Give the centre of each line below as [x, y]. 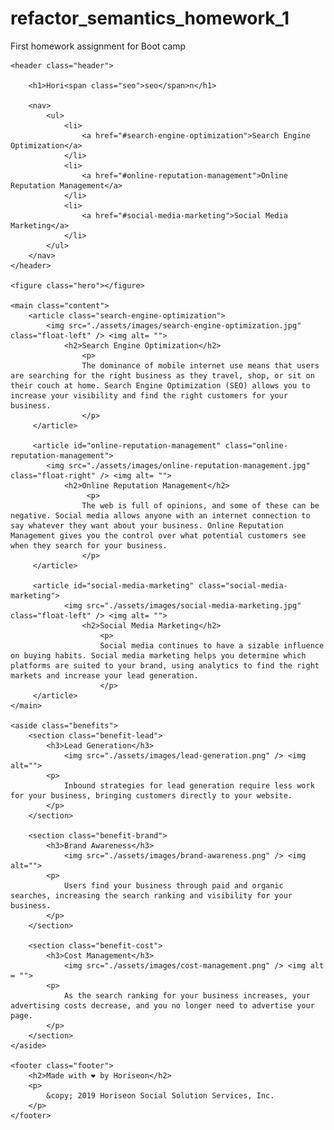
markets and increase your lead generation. [104, 675]
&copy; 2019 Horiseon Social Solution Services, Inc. [160, 1095]
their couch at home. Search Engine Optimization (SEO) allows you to [160, 385]
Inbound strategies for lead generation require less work [189, 785]
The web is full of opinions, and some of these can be [200, 505]
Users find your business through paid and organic [173, 885]
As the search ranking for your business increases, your [187, 995]
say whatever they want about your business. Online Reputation [147, 525]
